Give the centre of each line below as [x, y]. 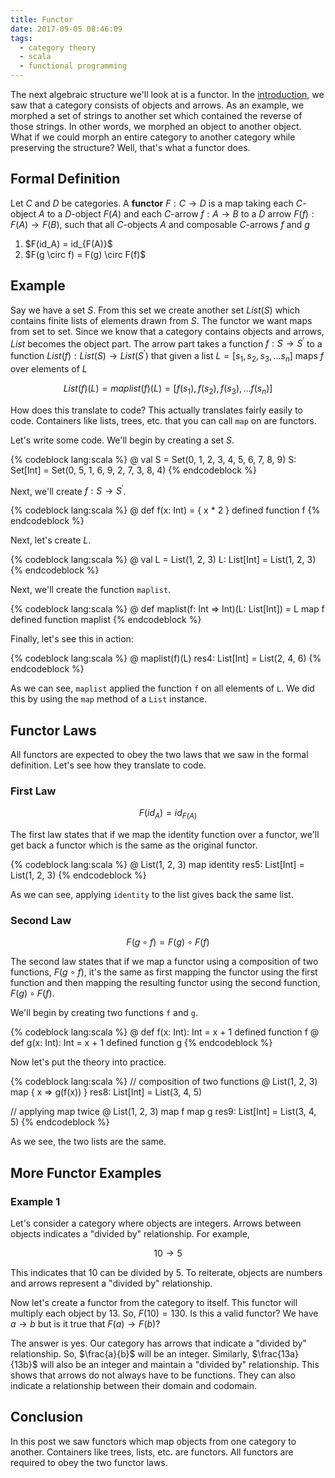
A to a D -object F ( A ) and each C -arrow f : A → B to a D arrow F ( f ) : [176, 213]
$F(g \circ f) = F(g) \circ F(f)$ [85, 254]
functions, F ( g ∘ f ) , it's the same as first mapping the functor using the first [164, 972]
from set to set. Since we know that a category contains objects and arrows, [167, 331]
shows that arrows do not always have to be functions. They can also [153, 1375]
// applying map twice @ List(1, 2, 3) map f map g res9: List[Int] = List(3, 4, [163, 1112]
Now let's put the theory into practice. [88, 1062]
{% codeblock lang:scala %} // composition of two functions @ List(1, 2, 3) [164, 1082]
